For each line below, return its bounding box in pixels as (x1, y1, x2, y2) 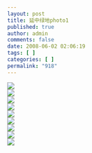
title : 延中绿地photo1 (7, 17, 69, 24)
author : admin (7, 29, 49, 37)
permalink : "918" (7, 62, 58, 69)
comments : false (7, 36, 54, 44)
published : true (7, 23, 54, 30)
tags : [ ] (7, 50, 36, 57)
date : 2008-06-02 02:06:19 (7, 43, 86, 50)
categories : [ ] (7, 56, 54, 63)
